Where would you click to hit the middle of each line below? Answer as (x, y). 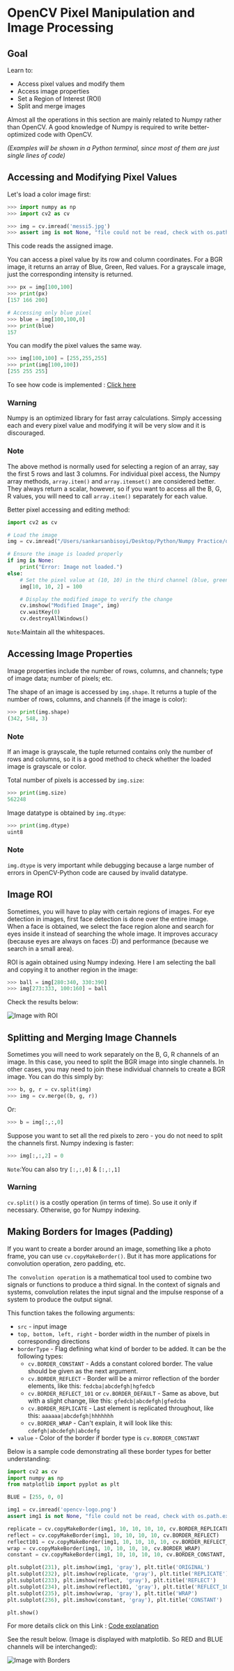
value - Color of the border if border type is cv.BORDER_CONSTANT (108, 1438)
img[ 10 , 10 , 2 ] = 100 (51, 586)
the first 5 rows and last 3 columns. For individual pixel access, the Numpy (114, 474)
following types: (40, 1356)
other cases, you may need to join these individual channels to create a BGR (116, 1069)
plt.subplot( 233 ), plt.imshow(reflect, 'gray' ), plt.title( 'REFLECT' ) (112, 1581)
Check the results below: (43, 1002)
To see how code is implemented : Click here (72, 385)
